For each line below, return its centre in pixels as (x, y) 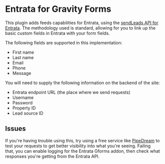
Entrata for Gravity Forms (58, 9)
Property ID (24, 108)
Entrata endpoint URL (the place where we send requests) (71, 92)
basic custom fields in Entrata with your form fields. (58, 33)
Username (23, 98)
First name (23, 52)
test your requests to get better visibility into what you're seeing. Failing (78, 146)
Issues (16, 129)
